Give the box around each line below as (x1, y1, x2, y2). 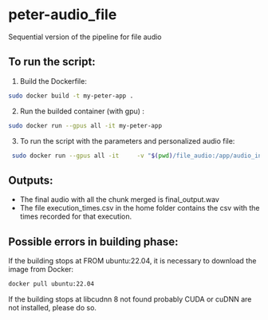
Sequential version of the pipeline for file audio (8, 32, 162, 41)
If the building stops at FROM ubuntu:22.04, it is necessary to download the (8, 256, 257, 265)
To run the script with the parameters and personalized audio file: (19, 136, 235, 145)
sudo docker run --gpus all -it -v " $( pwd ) (11, 152, 173, 160)
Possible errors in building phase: (8, 235, 179, 248)
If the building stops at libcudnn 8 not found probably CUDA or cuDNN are (8, 294, 252, 304)
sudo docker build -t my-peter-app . (8, 92, 134, 100)
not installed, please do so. (8, 302, 97, 312)
